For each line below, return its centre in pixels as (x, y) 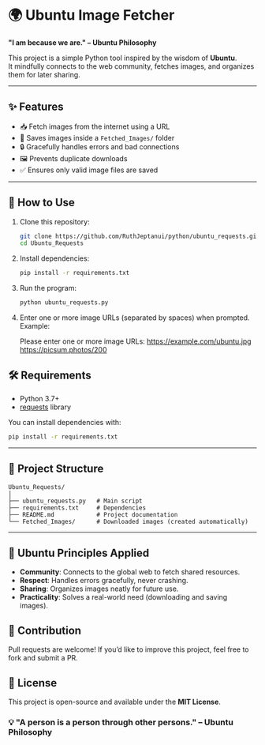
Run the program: (48, 288)
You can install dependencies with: (65, 422)
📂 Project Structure (56, 469)
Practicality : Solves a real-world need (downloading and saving (123, 597)
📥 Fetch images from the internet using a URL (95, 126)
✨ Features (36, 107)
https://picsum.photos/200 (63, 350)
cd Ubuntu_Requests (52, 243)
